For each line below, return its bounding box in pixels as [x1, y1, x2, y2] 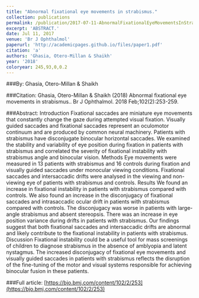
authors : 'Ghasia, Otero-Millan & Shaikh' [6, 53, 113, 59]
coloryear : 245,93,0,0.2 [6, 64, 68, 70]
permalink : [6, 20, 33, 26]
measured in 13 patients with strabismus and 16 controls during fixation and [6, 160, 191, 167]
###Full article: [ [6, 279, 46, 286]
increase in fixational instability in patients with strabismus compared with [6, 186, 187, 193]
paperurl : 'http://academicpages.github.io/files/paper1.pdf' [6, 42, 163, 48]
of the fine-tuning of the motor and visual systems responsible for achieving [6, 261, 192, 268]
